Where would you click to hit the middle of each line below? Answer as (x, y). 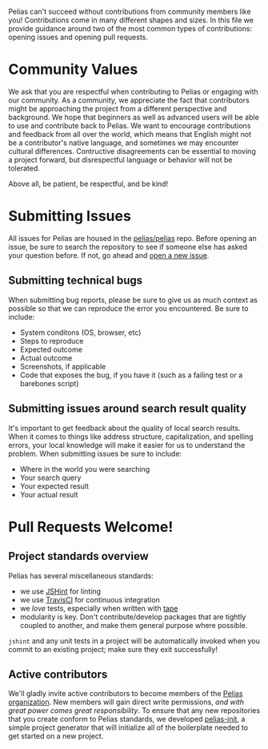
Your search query (50, 477)
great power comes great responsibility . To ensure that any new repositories (134, 711)
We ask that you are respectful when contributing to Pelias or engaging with (133, 91)
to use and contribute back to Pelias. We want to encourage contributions (130, 125)
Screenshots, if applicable (63, 366)
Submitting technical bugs (76, 281)
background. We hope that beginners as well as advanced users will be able (134, 117)
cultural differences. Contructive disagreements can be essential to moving (132, 151)
